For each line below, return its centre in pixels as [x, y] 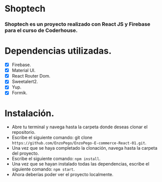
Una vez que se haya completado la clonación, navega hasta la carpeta [84, 148]
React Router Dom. [31, 76]
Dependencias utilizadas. [58, 51]
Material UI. [24, 71]
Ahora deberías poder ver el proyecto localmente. [62, 175]
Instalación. [29, 113]
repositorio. [24, 132]
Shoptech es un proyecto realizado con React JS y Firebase [78, 24]
